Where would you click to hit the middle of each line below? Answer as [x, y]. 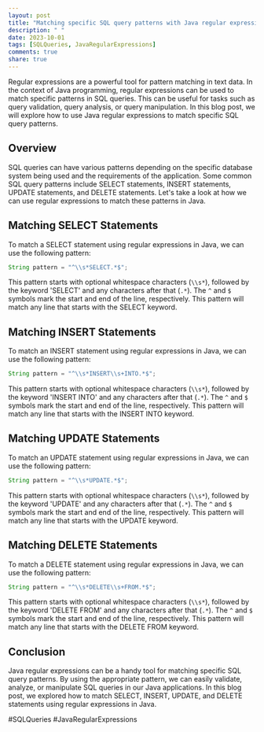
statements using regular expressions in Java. [82, 704]
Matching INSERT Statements [82, 332]
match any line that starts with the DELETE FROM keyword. [103, 627]
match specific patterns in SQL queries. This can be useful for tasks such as [132, 98]
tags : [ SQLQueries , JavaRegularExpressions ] [82, 45]
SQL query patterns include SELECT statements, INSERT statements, [120, 184]
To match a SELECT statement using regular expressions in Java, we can [126, 244]
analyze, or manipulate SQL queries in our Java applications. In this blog [125, 688]
